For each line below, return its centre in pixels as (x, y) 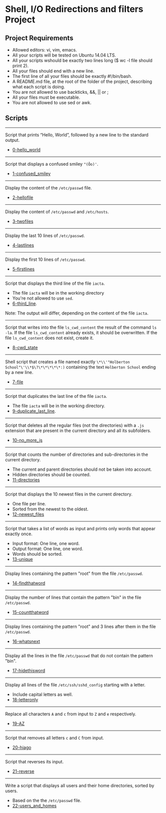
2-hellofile (23, 197)
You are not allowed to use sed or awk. (52, 102)
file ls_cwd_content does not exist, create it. (49, 338)
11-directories (26, 480)
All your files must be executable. (46, 97)
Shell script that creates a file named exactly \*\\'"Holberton (67, 362)
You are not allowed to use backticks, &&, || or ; (60, 92)
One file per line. (29, 503)
